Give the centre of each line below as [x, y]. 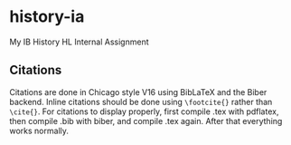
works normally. [39, 130]
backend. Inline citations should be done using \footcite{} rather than [141, 101]
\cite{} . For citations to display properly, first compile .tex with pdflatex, [144, 111]
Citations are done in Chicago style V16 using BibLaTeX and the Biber [138, 92]
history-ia [47, 17]
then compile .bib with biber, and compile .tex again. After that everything [146, 121]
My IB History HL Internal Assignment [79, 42]
